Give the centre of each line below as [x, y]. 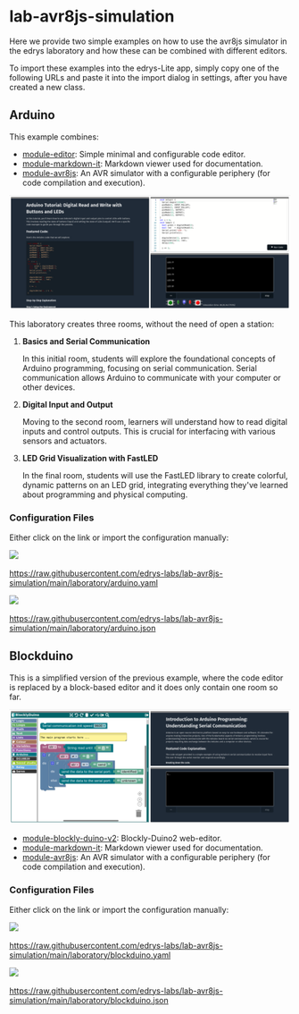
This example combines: [54, 137]
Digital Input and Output [67, 405]
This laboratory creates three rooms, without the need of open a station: [142, 325]
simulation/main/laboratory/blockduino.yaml [90, 955]
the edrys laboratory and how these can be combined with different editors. [149, 50]
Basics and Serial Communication [86, 342]
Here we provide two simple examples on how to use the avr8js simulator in [148, 41]
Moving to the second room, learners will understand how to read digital [155, 422]
